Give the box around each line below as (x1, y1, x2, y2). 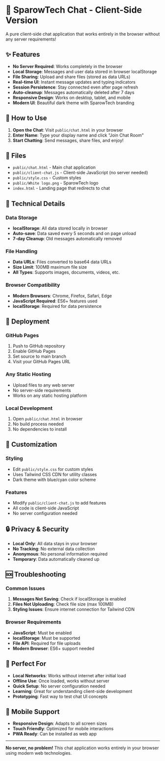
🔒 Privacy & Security (5, 525, 69, 533)
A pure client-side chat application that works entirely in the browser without (5, 31, 160, 37)
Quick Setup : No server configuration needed (12, 683, 106, 689)
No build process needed (12, 421, 64, 427)
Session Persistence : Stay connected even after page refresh (12, 84, 139, 90)
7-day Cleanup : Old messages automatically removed (12, 236, 122, 242)
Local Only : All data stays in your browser (12, 540, 97, 546)
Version (5, 15, 38, 26)
